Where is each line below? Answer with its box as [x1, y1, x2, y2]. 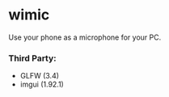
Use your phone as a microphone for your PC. [8, 32, 162, 42]
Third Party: [8, 53, 57, 64]
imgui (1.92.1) [19, 79, 65, 90]
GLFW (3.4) [19, 71, 59, 81]
